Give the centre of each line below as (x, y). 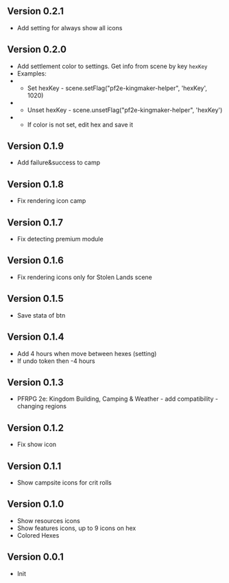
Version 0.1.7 (35, 222)
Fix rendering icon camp (51, 201)
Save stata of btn (41, 315)
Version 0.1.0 (36, 504)
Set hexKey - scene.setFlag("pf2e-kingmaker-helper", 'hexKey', (117, 88)
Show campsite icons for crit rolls (64, 482)
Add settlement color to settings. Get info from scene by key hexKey (112, 66)
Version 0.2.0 (37, 50)
